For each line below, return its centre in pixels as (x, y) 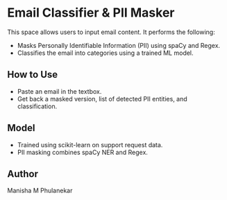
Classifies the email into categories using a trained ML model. (105, 53)
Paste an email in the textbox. (59, 91)
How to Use (33, 75)
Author (23, 174)
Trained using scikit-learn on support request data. (90, 144)
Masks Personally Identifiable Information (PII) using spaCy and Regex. (119, 45)
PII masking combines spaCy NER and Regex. (82, 152)
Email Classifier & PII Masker (91, 13)
